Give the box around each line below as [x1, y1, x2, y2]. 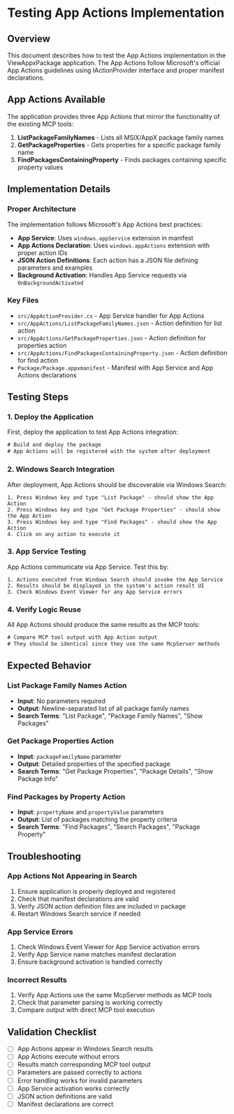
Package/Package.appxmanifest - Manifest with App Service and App [17, 363, 214, 372]
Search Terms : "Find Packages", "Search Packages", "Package [17, 823, 200, 831]
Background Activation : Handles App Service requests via [17, 270, 187, 279]
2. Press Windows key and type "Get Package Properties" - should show [7, 506, 220, 513]
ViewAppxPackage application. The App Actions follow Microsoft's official [7, 59, 220, 67]
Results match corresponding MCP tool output [17, 1060, 152, 1069]
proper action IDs [17, 248, 68, 256]
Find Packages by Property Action [7, 792, 126, 802]
